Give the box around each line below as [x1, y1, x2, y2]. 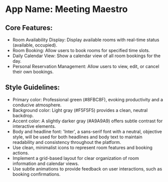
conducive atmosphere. [12, 102, 62, 108]
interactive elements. [12, 123, 56, 129]
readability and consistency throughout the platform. [12, 139, 121, 145]
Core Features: [5, 24, 53, 32]
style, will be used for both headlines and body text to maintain [12, 134, 143, 140]
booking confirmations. [12, 171, 61, 177]
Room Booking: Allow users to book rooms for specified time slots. [12, 48, 150, 53]
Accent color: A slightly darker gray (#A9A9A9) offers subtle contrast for [12, 118, 163, 124]
